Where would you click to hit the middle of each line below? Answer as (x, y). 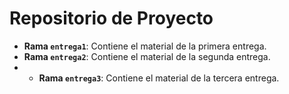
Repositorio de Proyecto (111, 18)
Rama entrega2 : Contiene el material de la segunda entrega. (147, 56)
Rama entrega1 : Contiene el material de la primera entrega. (145, 46)
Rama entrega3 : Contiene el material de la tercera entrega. (159, 78)
